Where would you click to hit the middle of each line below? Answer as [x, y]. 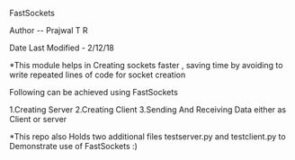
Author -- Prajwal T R [49, 30]
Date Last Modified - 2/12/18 [62, 48]
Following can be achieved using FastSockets [94, 92]
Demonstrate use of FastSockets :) [73, 146]
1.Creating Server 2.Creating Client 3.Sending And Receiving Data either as [148, 110]
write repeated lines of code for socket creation [98, 75]
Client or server [38, 119]
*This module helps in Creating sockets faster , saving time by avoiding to [146, 65]
